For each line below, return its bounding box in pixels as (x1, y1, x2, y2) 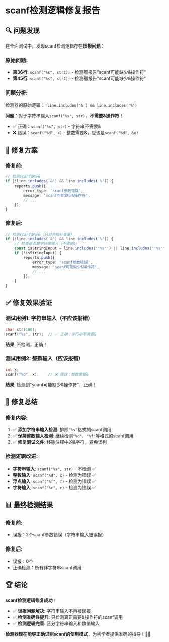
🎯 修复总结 (5, 397, 38, 406)
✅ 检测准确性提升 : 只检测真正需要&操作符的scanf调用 (12, 614, 123, 620)
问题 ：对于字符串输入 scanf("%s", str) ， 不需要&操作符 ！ (5, 112, 124, 119)
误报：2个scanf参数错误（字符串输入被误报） (12, 532, 107, 538)
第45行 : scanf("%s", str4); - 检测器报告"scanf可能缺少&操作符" (12, 75, 147, 81)
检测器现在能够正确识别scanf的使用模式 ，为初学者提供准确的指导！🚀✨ (5, 631, 151, 637)
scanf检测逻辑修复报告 (5, 5, 101, 16)
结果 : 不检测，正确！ (5, 341, 48, 347)
